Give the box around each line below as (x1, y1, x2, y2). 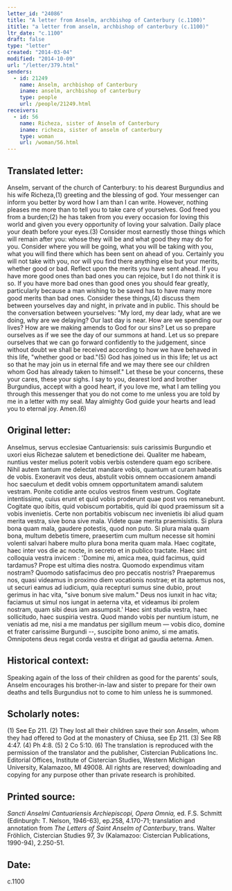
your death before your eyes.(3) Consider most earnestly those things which (7, 227, 226, 236)
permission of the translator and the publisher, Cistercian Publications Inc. (7, 749, 218, 757)
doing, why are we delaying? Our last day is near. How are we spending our (7, 316, 223, 324)
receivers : (7, 107, 39, 114)
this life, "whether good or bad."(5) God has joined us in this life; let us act (7, 353, 218, 361)
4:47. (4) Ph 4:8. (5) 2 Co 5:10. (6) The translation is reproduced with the (7, 741, 213, 749)
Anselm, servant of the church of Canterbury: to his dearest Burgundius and (7, 183, 224, 192)
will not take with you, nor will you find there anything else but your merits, (7, 257, 220, 265)
